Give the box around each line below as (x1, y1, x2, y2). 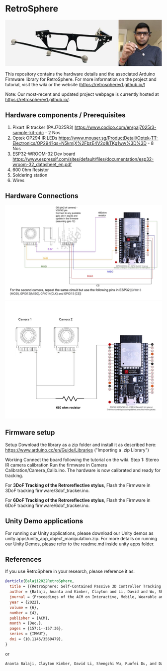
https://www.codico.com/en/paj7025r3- (74, 124, 157, 130)
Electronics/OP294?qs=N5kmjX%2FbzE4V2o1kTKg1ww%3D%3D (12, 140, 147, 146)
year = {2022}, (9, 600, 41, 605)
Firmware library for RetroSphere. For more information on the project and (5, 76, 157, 82)
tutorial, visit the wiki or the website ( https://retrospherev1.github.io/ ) (5, 81, 146, 87)
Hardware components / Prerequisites (5, 111, 126, 120)
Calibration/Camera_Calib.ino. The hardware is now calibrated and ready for (5, 467, 161, 473)
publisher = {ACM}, (9, 616, 50, 621)
